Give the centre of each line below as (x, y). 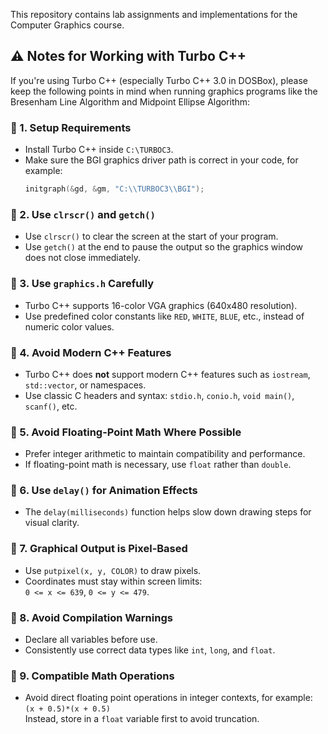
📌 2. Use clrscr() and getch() (83, 214)
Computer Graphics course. (67, 25)
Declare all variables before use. (91, 640)
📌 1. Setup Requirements (71, 127)
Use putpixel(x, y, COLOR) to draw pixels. (113, 570)
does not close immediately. (82, 258)
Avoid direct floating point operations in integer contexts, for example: (168, 698)
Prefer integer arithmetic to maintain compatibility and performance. (165, 454)
